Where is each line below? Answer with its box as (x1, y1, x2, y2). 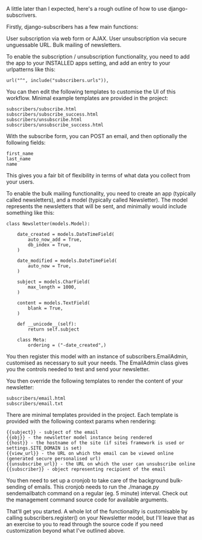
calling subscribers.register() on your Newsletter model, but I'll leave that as (6, 514, 195, 521)
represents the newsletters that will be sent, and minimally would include (6, 203, 187, 210)
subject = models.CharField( (17, 279, 90, 285)
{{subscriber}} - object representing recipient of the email (6, 466, 166, 472)
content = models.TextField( (17, 300, 90, 306)
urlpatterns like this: (6, 66, 55, 73)
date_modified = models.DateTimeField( (17, 258, 118, 264)
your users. (6, 178, 34, 185)
